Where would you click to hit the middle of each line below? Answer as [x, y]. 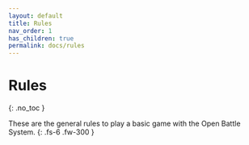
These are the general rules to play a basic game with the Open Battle [124, 124]
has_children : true [41, 38]
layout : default [36, 16]
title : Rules [30, 23]
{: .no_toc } [27, 108]
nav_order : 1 [30, 31]
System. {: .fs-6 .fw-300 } [51, 132]
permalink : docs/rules [46, 46]
